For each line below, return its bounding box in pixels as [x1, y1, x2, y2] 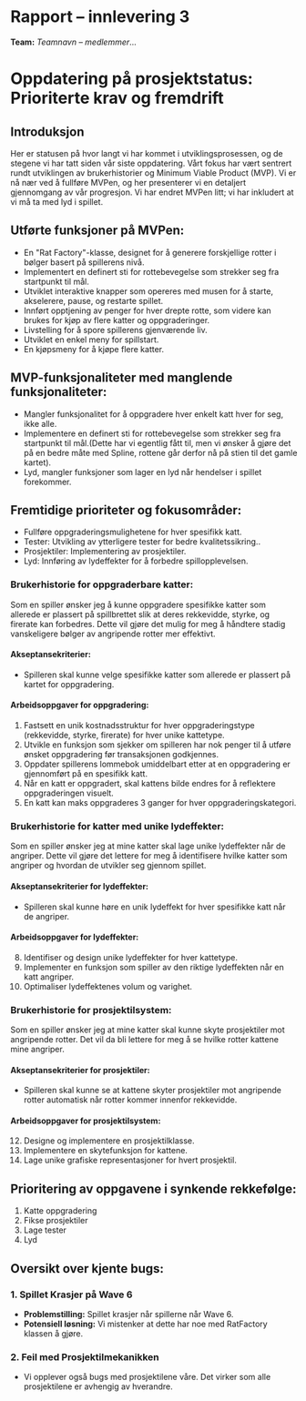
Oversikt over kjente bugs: [10, 1261, 165, 1276]
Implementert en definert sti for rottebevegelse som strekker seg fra [23, 266, 280, 277]
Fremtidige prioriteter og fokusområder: [10, 503, 242, 518]
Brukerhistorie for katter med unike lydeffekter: [10, 820, 225, 832]
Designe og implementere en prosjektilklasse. [23, 1135, 195, 1146]
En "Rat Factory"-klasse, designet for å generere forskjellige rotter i [23, 247, 277, 258]
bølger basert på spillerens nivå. [23, 257, 145, 268]
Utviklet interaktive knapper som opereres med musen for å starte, [23, 285, 274, 297]
